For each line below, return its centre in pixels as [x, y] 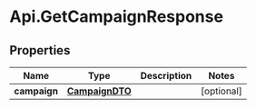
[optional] [222, 91]
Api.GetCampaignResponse [117, 17]
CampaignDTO [99, 91]
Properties [40, 50]
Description [166, 76]
